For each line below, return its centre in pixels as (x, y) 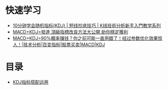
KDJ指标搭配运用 (31, 82)
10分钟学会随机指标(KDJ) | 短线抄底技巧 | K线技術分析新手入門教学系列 (87, 25)
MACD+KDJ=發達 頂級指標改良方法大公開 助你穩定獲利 (70, 32)
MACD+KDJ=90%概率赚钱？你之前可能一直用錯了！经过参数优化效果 (85, 38)
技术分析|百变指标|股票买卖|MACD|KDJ (64, 44)
